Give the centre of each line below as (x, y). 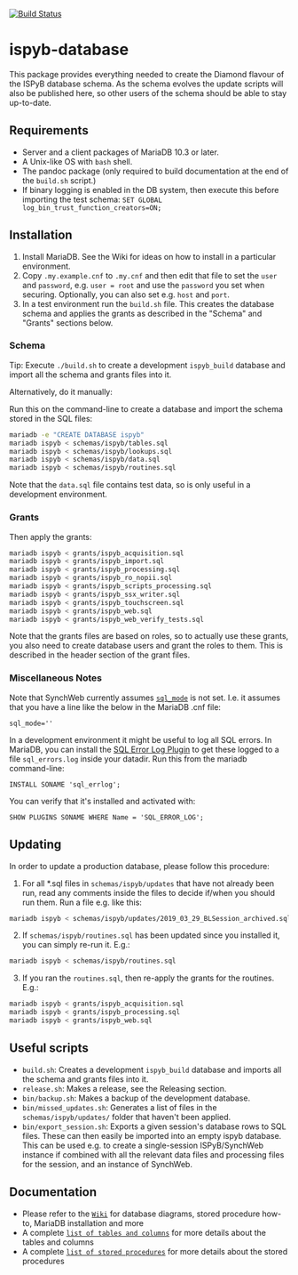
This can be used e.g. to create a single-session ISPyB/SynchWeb (143, 1145)
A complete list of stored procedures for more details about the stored (155, 1251)
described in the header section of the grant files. (100, 655)
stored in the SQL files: (51, 418)
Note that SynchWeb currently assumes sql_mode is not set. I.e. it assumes (145, 698)
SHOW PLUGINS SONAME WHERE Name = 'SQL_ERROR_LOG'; (106, 817)
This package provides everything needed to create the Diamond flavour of (147, 74)
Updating (35, 845)
